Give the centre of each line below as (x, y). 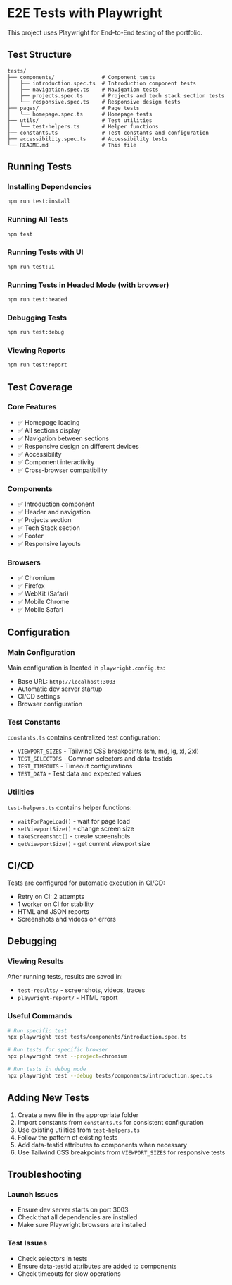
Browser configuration (50, 704)
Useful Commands (40, 1016)
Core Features (32, 407)
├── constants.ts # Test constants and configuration (108, 133)
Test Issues (27, 1243)
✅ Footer (30, 536)
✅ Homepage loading (49, 422)
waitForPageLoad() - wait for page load (74, 821)
